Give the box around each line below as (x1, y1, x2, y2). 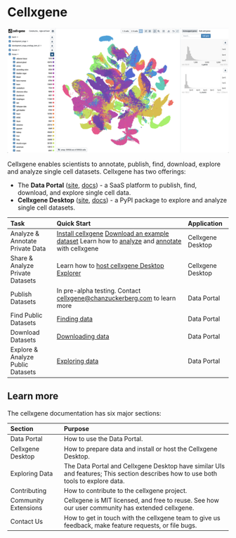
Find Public (10, 311, 43, 319)
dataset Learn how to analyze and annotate (56, 237, 182, 245)
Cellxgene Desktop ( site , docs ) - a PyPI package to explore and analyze (17, 196, 228, 205)
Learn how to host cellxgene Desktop (56, 262, 164, 270)
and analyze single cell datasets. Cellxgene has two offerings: (7, 167, 186, 176)
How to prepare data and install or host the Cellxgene (64, 444, 218, 453)
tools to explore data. (64, 476, 125, 485)
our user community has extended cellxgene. (64, 504, 195, 512)
